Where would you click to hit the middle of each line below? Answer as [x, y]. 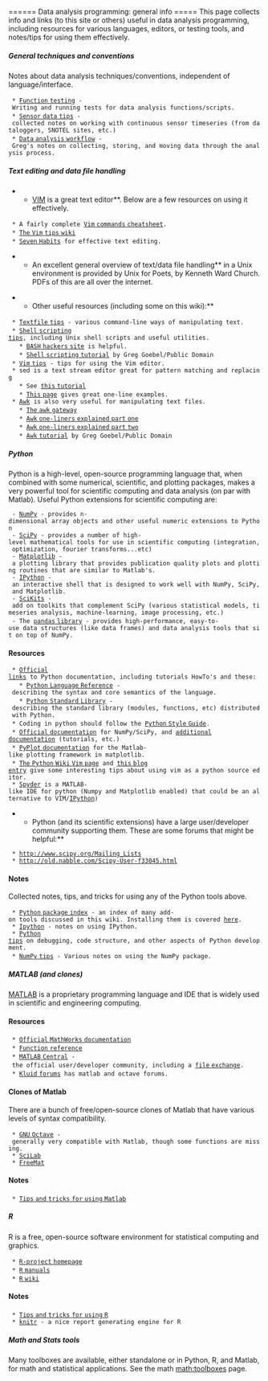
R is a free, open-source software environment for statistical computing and [134, 1236]
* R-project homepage [47, 1261]
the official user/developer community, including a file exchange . [128, 1065]
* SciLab [26, 1156]
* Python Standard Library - [66, 701]
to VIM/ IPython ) [71, 799]
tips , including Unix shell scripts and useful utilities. [109, 338]
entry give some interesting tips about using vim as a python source [129, 771]
